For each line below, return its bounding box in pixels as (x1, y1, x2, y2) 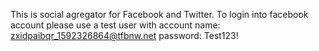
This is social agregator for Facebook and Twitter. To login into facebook (10, 9, 309, 20)
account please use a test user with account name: (10, 19, 221, 31)
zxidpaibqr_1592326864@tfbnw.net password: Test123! (10, 30, 239, 41)
